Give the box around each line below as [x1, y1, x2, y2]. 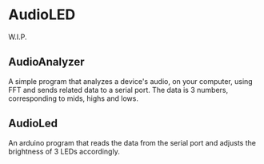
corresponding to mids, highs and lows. [8, 94, 138, 103]
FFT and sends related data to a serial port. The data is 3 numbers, [8, 85, 229, 94]
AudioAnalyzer [8, 55, 86, 69]
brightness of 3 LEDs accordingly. [8, 146, 120, 156]
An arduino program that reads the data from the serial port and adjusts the [8, 138, 256, 147]
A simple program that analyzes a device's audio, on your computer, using [8, 76, 254, 86]
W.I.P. [8, 32, 27, 42]
